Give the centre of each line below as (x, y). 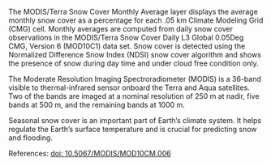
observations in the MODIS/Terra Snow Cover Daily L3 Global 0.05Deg (126, 37)
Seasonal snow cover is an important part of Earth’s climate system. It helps (135, 120)
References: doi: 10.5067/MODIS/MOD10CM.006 (90, 153)
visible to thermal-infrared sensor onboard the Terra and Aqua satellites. (129, 87)
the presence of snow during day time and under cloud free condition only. (133, 63)
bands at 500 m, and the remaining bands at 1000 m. (97, 105)
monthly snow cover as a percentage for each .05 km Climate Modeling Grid (136, 20)
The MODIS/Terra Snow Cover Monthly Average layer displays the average (133, 12)
